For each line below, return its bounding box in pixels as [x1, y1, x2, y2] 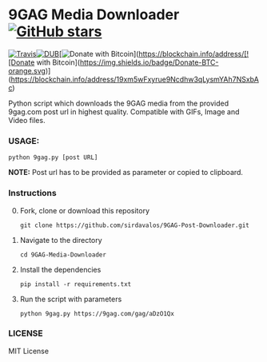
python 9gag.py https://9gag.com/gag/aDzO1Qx [19, 309, 174, 317]
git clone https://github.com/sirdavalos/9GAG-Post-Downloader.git [19, 221, 249, 229]
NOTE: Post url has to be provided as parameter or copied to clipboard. [8, 168, 244, 177]
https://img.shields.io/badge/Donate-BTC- [79, 58, 219, 67]
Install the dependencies [19, 265, 102, 274]
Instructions [8, 188, 58, 199]
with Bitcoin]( [36, 58, 81, 67]
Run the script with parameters [19, 294, 122, 304]
